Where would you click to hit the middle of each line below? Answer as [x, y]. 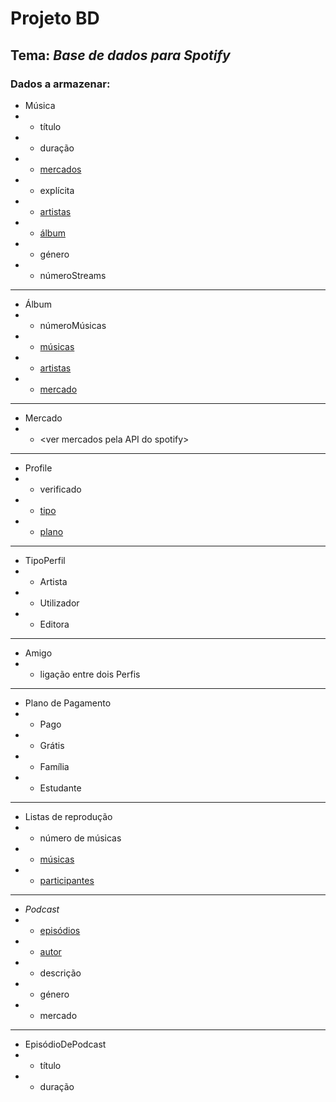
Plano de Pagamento [68, 703]
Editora [54, 624]
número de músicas [80, 838]
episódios [60, 930]
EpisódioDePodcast [65, 1044]
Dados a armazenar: [60, 84]
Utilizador [59, 603]
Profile [38, 468]
